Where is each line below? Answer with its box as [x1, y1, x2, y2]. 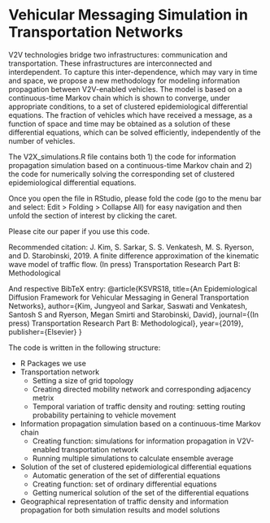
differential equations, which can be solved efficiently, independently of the [8, 128, 262, 137]
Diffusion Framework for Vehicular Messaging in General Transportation [8, 292, 250, 302]
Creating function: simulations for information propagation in [32, 436, 236, 446]
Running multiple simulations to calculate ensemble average [32, 453, 234, 463]
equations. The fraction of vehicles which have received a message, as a [8, 110, 253, 119]
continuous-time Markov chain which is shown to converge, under [8, 93, 230, 102]
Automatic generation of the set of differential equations [32, 470, 221, 480]
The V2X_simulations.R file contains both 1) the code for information [8, 152, 237, 162]
